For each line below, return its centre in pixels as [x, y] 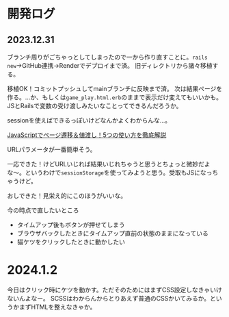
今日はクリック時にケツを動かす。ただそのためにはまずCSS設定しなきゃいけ [114, 290]
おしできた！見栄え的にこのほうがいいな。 [67, 195]
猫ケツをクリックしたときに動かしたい [71, 242]
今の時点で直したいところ [43, 210]
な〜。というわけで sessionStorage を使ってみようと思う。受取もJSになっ [110, 173]
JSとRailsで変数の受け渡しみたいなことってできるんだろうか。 [95, 106]
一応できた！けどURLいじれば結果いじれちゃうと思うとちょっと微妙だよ [109, 164]
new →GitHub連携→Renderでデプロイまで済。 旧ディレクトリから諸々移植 [110, 65]
